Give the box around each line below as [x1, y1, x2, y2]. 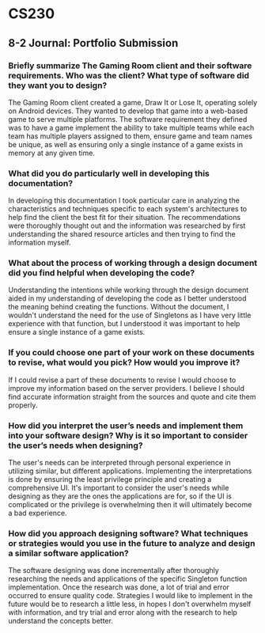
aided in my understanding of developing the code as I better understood [8, 294, 247, 303]
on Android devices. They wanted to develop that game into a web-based [8, 106, 248, 116]
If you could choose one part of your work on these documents [8, 347, 256, 358]
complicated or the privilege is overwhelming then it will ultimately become [8, 500, 252, 510]
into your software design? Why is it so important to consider [8, 430, 248, 441]
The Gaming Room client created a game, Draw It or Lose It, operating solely [8, 97, 258, 107]
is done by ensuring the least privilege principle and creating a [8, 475, 212, 484]
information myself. [8, 238, 71, 248]
